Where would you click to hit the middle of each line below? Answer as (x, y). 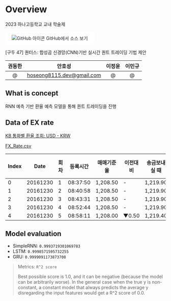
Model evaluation (33, 234)
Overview (26, 9)
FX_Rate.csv (18, 146)
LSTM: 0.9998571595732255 (41, 251)
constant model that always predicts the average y (95, 288)
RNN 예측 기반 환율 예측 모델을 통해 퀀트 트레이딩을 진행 (61, 106)
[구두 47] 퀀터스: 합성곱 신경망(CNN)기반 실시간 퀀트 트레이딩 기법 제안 (76, 52)
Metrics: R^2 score (37, 267)
